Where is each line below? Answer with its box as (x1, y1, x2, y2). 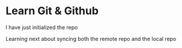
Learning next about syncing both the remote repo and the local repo (5, 35, 177, 42)
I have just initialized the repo (5, 24, 78, 31)
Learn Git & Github (5, 4, 99, 18)
